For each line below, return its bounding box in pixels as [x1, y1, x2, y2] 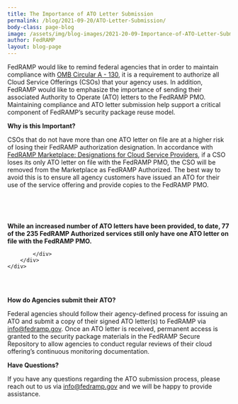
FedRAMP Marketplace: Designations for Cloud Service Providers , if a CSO [7, 150, 226, 159]
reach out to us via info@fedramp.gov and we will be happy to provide [7, 382, 212, 391]
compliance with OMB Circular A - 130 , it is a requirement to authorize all [7, 70, 220, 79]
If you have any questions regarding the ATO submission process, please [7, 375, 221, 383]
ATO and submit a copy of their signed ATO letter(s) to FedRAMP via [7, 317, 207, 325]
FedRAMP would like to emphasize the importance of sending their [7, 86, 202, 94]
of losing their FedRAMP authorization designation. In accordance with [7, 143, 214, 151]
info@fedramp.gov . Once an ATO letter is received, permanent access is [7, 325, 218, 333]
